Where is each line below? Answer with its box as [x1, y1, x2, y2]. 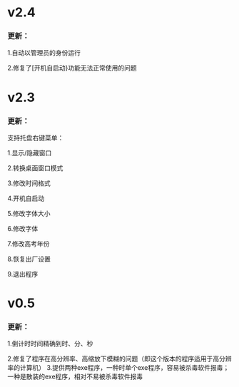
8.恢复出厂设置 [7, 254, 51, 263]
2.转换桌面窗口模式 [7, 163, 63, 172]
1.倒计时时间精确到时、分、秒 [7, 339, 93, 348]
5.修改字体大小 [7, 209, 51, 217]
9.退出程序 [7, 269, 39, 278]
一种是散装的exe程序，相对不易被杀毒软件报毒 [7, 372, 143, 381]
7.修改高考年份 [7, 239, 50, 248]
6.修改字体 [7, 224, 39, 232]
